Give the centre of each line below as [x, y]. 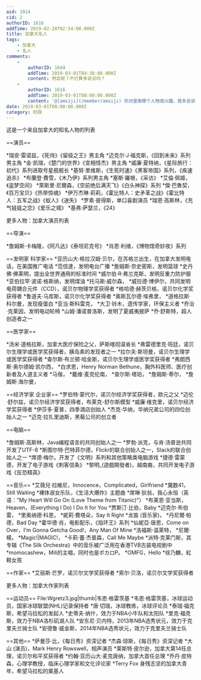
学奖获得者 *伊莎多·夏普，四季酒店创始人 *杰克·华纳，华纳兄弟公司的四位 [96, 410]
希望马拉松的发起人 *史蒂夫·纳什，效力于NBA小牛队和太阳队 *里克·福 [101, 613]
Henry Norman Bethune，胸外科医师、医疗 [134, 367]
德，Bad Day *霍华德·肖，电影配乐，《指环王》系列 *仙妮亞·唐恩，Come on [98, 523]
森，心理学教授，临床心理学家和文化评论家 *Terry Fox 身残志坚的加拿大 [94, 664]
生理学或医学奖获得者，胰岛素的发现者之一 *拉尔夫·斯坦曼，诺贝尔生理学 [100, 352]
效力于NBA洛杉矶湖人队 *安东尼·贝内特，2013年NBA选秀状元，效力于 [102, 621]
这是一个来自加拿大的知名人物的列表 [51, 130]
